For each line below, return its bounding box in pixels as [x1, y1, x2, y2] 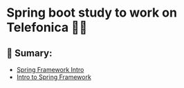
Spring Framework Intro [16, 66, 84, 73]
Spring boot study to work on [6, 5, 178, 21]
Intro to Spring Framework [16, 73, 91, 81]
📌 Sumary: [6, 47, 53, 59]
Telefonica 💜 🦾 [6, 19, 88, 35]
